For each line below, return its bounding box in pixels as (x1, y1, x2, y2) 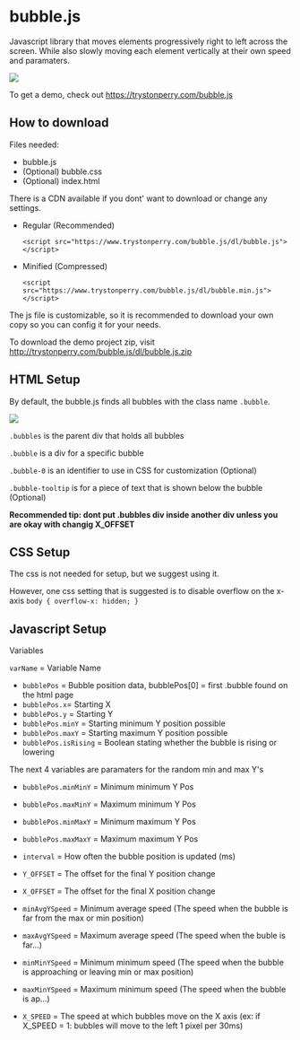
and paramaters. (9, 55, 70, 66)
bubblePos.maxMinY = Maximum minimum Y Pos (21, 799, 197, 809)
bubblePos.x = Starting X (21, 699, 112, 710)
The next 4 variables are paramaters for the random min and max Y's (9, 765, 264, 775)
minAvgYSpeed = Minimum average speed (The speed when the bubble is (21, 904, 288, 914)
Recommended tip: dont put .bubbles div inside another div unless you (9, 509, 279, 520)
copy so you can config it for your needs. (9, 319, 161, 329)
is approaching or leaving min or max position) (21, 966, 194, 977)
